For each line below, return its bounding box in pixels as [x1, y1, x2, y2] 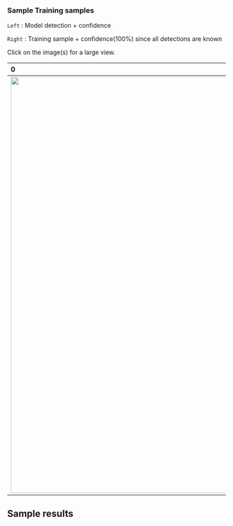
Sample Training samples [7, 6, 95, 15]
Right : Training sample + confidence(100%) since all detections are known [7, 35, 223, 43]
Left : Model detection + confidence [7, 22, 112, 30]
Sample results [7, 507, 74, 519]
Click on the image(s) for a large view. [7, 48, 116, 57]
